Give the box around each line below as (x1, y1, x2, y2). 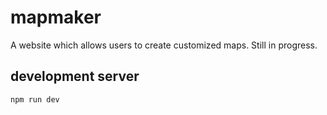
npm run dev (10, 94, 60, 105)
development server (10, 68, 140, 85)
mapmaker (10, 6, 102, 29)
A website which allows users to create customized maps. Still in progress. (10, 39, 318, 51)
